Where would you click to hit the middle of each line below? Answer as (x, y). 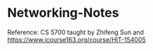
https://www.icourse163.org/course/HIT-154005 (76, 39)
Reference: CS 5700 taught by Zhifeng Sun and (75, 32)
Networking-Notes (63, 13)
